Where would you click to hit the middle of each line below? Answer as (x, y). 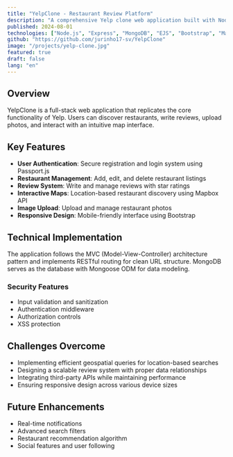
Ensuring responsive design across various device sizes (97, 385)
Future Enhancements (56, 407)
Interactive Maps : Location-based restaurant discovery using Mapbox (118, 193)
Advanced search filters (51, 431)
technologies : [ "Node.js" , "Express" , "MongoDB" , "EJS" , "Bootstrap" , (111, 33)
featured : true (29, 53)
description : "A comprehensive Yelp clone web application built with (111, 20)
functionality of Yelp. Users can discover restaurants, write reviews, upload (114, 118)
